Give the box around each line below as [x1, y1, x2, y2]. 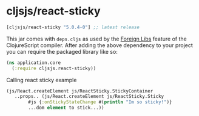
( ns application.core [6, 59, 61, 66]
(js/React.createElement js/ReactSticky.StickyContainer [6, 88, 153, 94]
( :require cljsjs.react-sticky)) [12, 65, 96, 71]
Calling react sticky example [6, 76, 77, 83]
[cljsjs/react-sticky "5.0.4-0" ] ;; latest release [6, 24, 140, 30]
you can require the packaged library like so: [6, 48, 118, 55]
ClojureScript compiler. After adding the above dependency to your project [6, 41, 193, 49]
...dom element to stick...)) [28, 105, 104, 111]
